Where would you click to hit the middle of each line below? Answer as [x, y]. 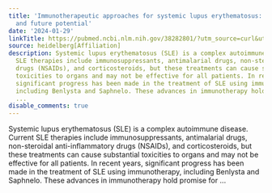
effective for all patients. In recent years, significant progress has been [126, 163]
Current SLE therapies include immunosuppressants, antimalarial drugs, [128, 137]
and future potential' [54, 23]
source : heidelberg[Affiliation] [65, 46]
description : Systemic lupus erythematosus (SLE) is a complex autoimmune [137, 53]
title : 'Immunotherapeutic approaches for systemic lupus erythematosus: [136, 16]
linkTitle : [27, 38]
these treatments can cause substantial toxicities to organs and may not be [134, 155]
